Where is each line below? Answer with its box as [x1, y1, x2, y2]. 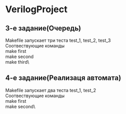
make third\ [5, 59, 30, 65]
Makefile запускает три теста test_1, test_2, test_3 [5, 37, 111, 43]
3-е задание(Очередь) [5, 24, 82, 33]
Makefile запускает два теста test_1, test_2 [5, 87, 96, 93]
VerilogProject [5, 4, 68, 15]
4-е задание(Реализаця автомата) [5, 74, 121, 82]
